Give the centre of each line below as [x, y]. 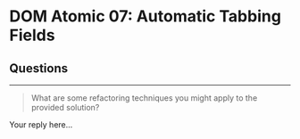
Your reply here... [41, 125]
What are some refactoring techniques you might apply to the [144, 98]
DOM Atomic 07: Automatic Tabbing [145, 16]
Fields [32, 35]
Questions [39, 68]
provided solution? [65, 107]
